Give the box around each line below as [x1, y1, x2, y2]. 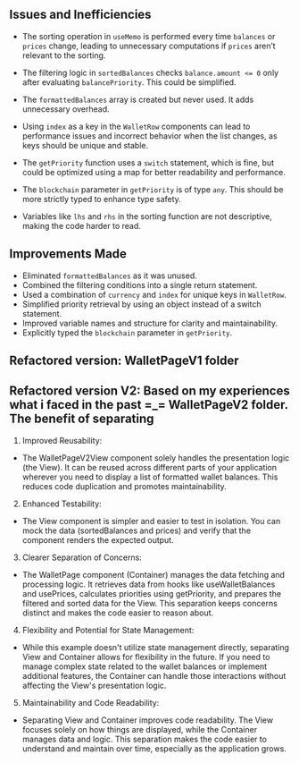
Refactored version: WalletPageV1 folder [9, 353, 239, 369]
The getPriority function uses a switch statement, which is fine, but [21, 157, 275, 168]
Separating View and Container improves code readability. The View [21, 715, 274, 725]
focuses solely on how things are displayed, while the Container [21, 724, 257, 734]
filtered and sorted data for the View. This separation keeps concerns [21, 598, 278, 608]
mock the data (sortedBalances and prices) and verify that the [21, 525, 252, 536]
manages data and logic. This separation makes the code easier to [21, 733, 268, 744]
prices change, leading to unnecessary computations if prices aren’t [21, 40, 276, 51]
